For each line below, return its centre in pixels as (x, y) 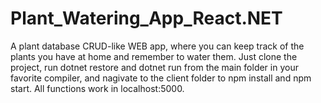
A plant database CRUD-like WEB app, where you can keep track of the (157, 46)
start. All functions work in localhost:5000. (97, 88)
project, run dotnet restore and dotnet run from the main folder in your (154, 67)
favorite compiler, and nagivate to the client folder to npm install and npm (161, 78)
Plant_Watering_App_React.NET (146, 18)
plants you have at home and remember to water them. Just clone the (154, 56)
